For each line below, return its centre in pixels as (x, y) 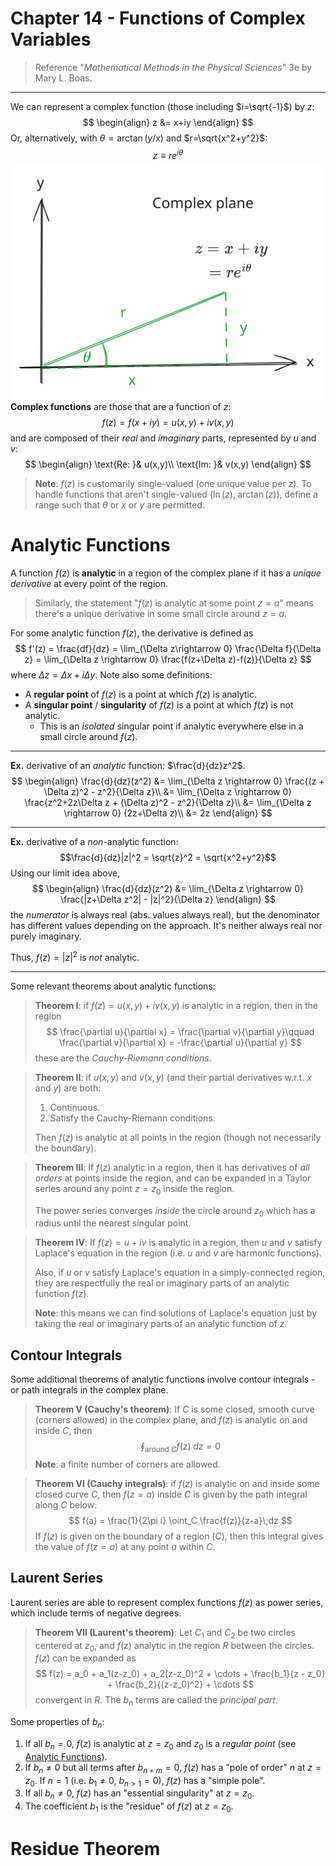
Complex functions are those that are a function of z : (121, 407)
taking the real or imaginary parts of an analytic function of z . (161, 1324)
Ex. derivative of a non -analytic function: (94, 842)
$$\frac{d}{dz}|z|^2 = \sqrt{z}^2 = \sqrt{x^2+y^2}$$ (168, 858)
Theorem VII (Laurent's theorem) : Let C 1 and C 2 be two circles (165, 1633)
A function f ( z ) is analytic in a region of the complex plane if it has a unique (166, 573)
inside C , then (63, 1431)
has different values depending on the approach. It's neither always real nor (166, 926)
